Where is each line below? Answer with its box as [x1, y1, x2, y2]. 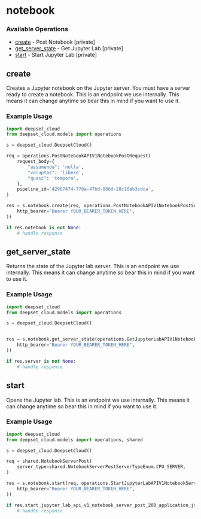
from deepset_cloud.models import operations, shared [6, 436, 144, 443]
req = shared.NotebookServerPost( [6, 459, 93, 465]
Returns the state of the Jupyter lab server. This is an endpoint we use [6, 263, 179, 270]
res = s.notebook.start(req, [6, 480, 79, 487]
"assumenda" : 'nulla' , [28, 164, 84, 170]
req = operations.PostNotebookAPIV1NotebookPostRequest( [6, 153, 151, 159]
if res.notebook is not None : [6, 224, 82, 230]
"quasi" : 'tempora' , [28, 175, 79, 181]
